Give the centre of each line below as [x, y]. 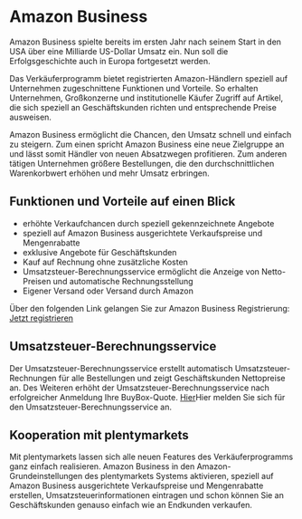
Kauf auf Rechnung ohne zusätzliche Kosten [105, 262]
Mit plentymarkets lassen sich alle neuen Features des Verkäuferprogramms [151, 457]
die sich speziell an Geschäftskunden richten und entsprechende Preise [143, 107]
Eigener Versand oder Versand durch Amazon [108, 291]
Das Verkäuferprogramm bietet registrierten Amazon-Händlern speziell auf [149, 78]
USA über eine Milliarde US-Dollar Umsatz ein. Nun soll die [119, 51]
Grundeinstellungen [46, 476]
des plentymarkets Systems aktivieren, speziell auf [179, 476]
